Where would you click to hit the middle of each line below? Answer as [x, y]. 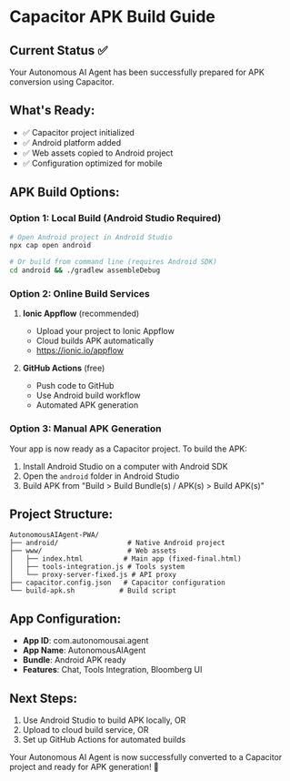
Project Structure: [61, 514]
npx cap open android [50, 246]
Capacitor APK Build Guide [112, 17]
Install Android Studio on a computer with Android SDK [125, 466]
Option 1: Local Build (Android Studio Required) [115, 218]
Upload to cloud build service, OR [85, 730]
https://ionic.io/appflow [80, 350]
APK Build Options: [65, 193]
